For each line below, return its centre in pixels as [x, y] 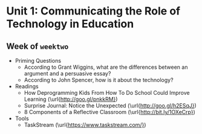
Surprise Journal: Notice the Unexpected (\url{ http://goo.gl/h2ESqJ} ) [110, 106]
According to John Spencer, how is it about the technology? [99, 80]
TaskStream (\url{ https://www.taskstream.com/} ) [85, 125]
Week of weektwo [37, 46]
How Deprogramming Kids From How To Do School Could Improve [107, 93]
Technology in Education [70, 24]
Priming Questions [38, 61]
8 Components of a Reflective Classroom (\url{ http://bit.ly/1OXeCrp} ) [109, 112]
